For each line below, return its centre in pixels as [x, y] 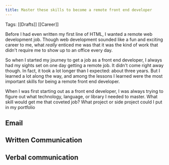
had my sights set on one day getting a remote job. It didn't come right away [84, 65]
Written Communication [44, 140]
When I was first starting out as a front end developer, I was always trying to [84, 91]
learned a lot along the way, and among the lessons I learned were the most [84, 76]
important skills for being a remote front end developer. [63, 81]
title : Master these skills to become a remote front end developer [79, 10]
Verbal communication [42, 157]
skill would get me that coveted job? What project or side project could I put [84, 102]
